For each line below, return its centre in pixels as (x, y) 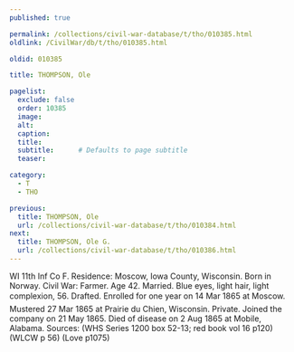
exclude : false (46, 100)
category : (28, 176)
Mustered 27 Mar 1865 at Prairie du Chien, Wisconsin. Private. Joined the (146, 309)
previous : (28, 208)
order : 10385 (42, 109)
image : (30, 117)
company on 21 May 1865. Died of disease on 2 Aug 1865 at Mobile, (136, 319)
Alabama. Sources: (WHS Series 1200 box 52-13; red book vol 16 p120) (141, 328)
